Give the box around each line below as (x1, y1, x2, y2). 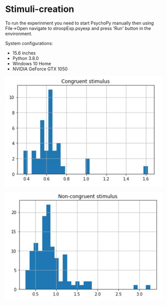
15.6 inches (12, 50, 36, 56)
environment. (5, 30, 32, 36)
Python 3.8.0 (12, 55, 39, 61)
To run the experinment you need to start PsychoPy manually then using (5, 20, 154, 26)
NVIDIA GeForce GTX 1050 (12, 66, 68, 72)
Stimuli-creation (5, 3, 74, 15)
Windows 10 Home (12, 60, 51, 66)
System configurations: (5, 40, 53, 46)
